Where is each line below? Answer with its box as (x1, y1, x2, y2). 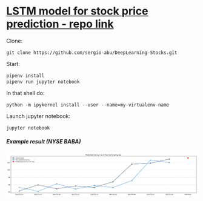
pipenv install (6, 73, 45, 79)
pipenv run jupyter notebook (6, 79, 80, 85)
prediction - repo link (6, 17, 114, 31)
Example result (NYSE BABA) (6, 137, 81, 145)
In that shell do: (6, 89, 45, 96)
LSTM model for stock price (6, 4, 148, 18)
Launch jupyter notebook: (6, 112, 71, 119)
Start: (6, 60, 20, 67)
